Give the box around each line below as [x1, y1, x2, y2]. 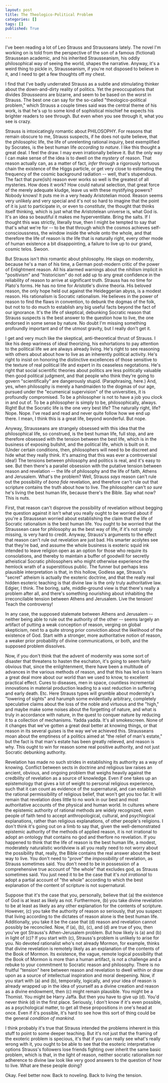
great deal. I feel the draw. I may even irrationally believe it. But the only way [5, 150, 162, 156]
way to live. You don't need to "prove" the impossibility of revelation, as [5, 856, 153, 862]
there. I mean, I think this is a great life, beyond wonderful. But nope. [5, 415, 147, 422]
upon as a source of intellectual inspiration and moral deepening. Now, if [5, 973, 155, 979]
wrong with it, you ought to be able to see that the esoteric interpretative [5, 1041, 155, 1047]
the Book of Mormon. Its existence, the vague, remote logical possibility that [5, 951, 163, 957]
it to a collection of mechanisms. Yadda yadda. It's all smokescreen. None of [5, 717, 163, 724]
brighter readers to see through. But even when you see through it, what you [5, 113, 163, 119]
